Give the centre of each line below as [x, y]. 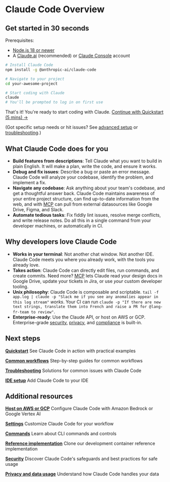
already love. [26, 265]
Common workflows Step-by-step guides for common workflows [74, 360]
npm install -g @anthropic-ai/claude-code [51, 70]
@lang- [156, 306]
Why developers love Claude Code [61, 242]
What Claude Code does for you [57, 149]
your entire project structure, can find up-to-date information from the [86, 199]
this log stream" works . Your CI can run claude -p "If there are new [87, 302]
